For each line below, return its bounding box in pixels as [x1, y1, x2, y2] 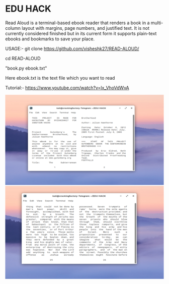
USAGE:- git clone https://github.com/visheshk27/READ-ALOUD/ [5, 45, 139, 51]
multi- [150, 20, 163, 26]
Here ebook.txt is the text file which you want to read [5, 75, 115, 81]
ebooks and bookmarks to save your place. [5, 36, 95, 42]
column [5, 25, 21, 31]
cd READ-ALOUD [5, 55, 41, 61]
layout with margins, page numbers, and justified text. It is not [22, 25, 150, 31]
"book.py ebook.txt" [5, 65, 47, 71]
